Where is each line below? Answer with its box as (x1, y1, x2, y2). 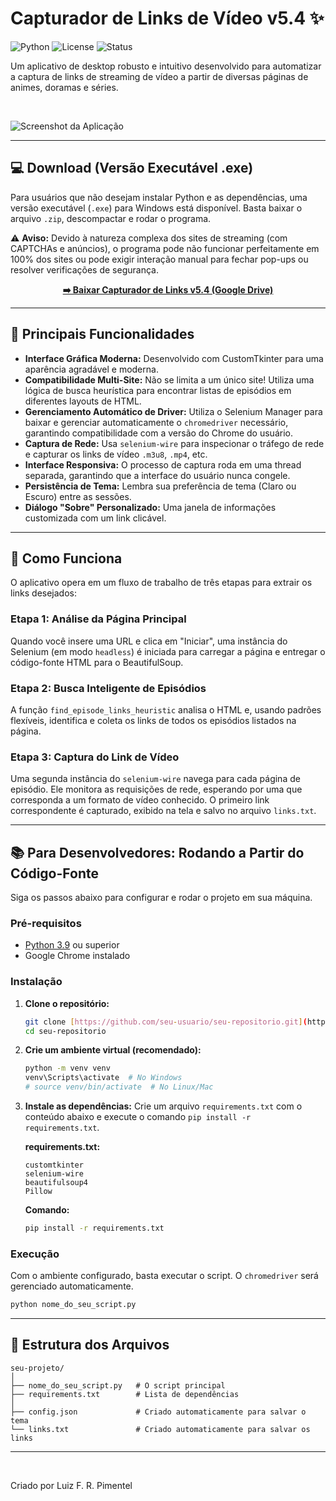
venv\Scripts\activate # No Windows (24, 1073, 183, 1083)
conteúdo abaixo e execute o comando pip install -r (24, 1111, 252, 1123)
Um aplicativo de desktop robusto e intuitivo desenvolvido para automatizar (10, 60, 322, 72)
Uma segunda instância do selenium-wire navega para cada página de (10, 773, 301, 785)
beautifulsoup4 (24, 1178, 89, 1188)
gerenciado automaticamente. (10, 1280, 134, 1292)
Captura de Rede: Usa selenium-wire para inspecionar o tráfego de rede (24, 437, 325, 449)
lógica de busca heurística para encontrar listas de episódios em (24, 384, 292, 396)
